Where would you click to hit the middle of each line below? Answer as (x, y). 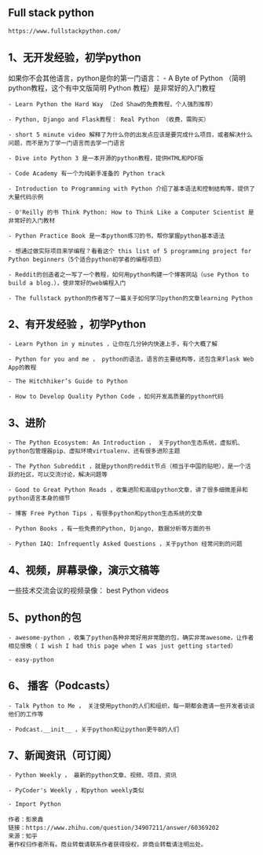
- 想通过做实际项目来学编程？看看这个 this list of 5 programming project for (130, 251)
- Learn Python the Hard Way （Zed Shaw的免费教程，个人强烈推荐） (113, 104)
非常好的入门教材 (32, 220)
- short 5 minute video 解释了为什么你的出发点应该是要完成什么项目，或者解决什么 (130, 134)
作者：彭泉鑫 (26, 820)
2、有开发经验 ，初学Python (77, 324)
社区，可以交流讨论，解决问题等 (64, 475)
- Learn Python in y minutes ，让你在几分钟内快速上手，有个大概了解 (113, 344)
